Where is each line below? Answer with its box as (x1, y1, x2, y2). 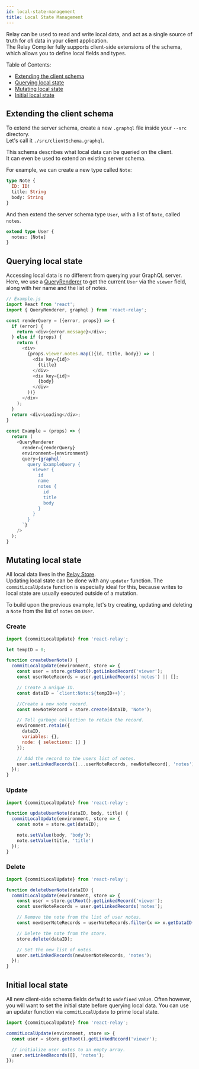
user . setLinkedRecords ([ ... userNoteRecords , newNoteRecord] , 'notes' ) (17, 761, 195, 767)
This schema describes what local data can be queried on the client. (6, 149, 173, 156)
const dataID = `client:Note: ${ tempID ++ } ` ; (17, 690, 126, 696)
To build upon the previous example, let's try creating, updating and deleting (6, 601, 192, 608)
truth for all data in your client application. (6, 37, 108, 44)
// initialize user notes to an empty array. (11, 1046, 126, 1052)
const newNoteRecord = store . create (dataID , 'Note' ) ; (17, 707, 152, 712)
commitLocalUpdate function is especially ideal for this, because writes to (6, 584, 182, 591)
